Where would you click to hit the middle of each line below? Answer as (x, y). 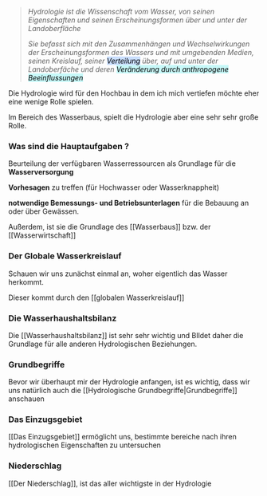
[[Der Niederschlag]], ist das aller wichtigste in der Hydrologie (110, 483)
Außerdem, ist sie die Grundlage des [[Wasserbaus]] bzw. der (110, 227)
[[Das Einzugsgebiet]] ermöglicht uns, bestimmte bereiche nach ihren (122, 437)
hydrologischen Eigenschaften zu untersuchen (85, 445)
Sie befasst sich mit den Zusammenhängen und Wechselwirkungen (139, 44)
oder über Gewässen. (44, 211)
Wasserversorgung (41, 172)
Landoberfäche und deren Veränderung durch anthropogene (128, 69)
